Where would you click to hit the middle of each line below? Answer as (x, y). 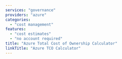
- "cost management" (32, 24)
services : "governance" (31, 10)
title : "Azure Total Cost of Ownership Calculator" (61, 44)
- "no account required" (36, 39)
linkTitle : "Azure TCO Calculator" (43, 48)
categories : (18, 19)
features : (16, 29)
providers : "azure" (26, 15)
